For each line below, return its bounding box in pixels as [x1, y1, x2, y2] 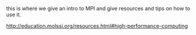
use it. [6, 11, 21, 18]
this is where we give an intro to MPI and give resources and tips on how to [6, 5, 191, 12]
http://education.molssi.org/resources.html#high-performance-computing [6, 23, 188, 29]
